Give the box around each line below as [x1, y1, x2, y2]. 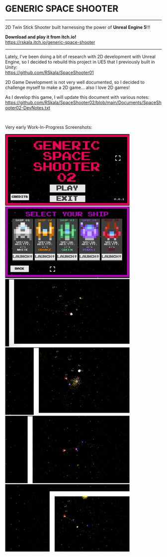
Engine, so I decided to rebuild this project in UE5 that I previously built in [5, 58, 155, 65]
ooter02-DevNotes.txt [5, 104, 51, 110]
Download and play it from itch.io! [5, 33, 77, 40]
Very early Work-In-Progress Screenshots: [5, 124, 92, 130]
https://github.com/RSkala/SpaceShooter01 [5, 69, 94, 75]
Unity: [5, 64, 17, 70]
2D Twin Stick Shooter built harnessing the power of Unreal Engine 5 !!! [5, 24, 151, 30]
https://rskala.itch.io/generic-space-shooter [5, 39, 95, 45]
